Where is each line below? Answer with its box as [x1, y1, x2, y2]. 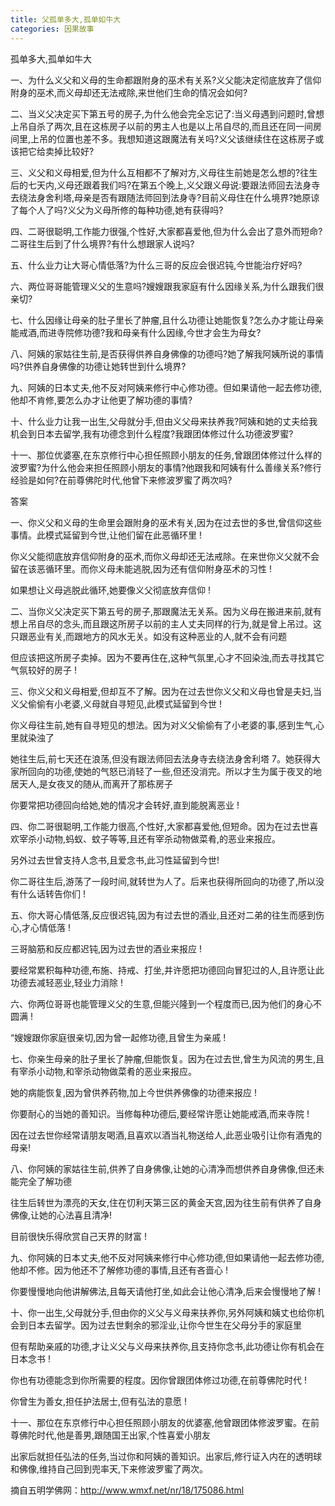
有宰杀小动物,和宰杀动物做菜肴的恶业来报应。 [10, 1065, 198, 1077]
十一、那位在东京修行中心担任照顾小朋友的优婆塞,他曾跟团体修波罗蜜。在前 [10, 1416, 320, 1428]
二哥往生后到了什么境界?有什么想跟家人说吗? [10, 237, 195, 250]
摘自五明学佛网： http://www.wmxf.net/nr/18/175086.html [10, 1484, 245, 1496]
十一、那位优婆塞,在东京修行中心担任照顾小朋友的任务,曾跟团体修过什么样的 [10, 449, 323, 461]
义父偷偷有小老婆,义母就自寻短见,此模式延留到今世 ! [10, 697, 223, 710]
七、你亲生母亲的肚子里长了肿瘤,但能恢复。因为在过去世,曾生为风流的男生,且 [10, 1052, 325, 1065]
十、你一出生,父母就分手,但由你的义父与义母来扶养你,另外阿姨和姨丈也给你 [10, 1306, 317, 1318]
